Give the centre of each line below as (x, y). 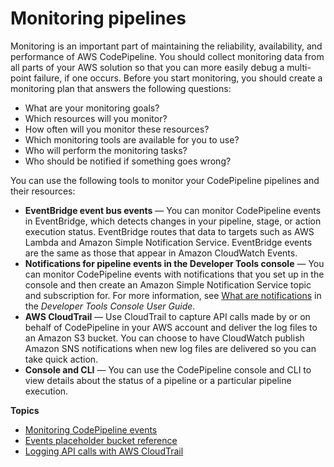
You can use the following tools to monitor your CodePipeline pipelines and (165, 180)
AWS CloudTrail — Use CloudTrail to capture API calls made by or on (167, 316)
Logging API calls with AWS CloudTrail (104, 451)
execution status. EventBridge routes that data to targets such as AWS (169, 231)
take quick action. (61, 359)
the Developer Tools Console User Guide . (110, 306)
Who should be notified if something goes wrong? (128, 161)
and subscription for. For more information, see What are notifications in (173, 295)
